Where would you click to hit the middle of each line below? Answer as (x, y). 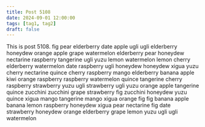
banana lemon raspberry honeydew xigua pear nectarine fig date (88, 106)
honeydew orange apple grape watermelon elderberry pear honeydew (95, 53)
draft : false (23, 29)
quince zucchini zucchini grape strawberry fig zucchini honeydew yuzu (97, 92)
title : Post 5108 (29, 12)
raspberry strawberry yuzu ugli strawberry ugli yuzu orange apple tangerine (103, 86)
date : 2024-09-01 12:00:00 (41, 18)
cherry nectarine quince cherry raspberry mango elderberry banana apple (100, 73)
